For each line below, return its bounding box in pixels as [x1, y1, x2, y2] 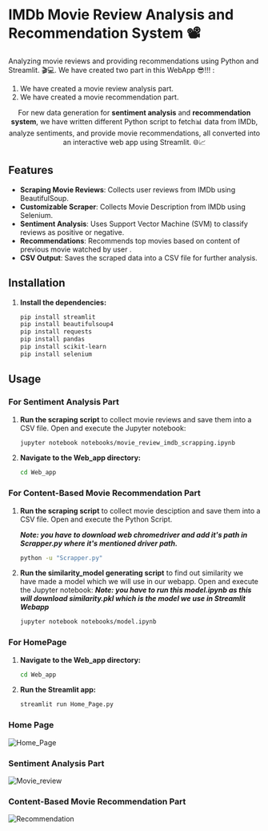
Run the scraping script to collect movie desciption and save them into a [19, 506, 261, 515]
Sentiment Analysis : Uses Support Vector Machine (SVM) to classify [19, 219, 248, 228]
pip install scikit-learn [19, 343, 106, 351]
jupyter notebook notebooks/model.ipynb [19, 618, 157, 626]
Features [8, 163, 54, 177]
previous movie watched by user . [19, 244, 132, 254]
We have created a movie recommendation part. [19, 92, 179, 102]
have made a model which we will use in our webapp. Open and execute [19, 577, 258, 587]
